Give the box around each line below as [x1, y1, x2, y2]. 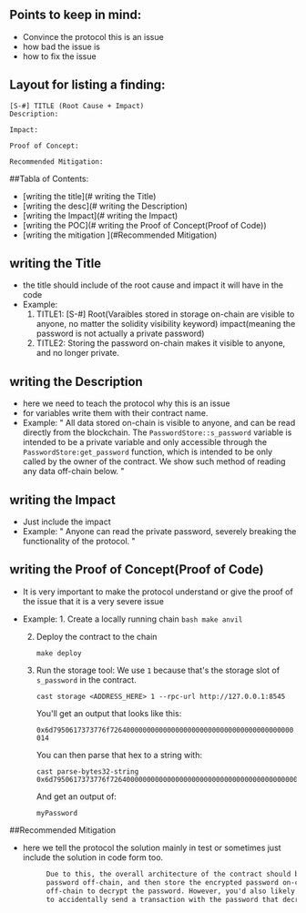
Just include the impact [22, 516, 111, 527]
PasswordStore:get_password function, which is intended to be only [22, 446, 273, 458]
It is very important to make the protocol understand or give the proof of [22, 586, 293, 597]
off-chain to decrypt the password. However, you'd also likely [46, 887, 296, 896]
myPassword [36, 808, 78, 817]
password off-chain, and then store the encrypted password [46, 877, 280, 887]
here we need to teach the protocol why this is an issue [22, 398, 230, 409]
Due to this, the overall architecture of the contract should [46, 869, 291, 878]
